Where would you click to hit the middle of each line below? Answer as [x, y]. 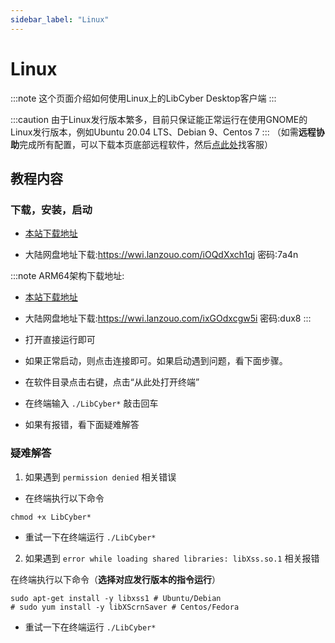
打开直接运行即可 [60, 340]
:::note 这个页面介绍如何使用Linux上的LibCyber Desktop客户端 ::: [143, 98]
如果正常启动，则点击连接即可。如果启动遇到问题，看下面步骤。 [156, 361]
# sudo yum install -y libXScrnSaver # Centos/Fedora [125, 607]
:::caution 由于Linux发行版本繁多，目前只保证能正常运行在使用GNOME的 [159, 119]
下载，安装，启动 [51, 209]
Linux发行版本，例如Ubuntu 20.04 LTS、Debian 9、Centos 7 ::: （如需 [154, 132]
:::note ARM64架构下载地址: [67, 276]
